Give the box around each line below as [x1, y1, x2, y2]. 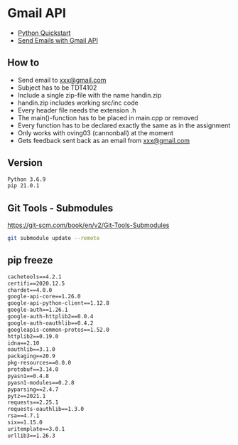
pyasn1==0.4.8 [7, 372, 50, 379]
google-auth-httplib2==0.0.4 [7, 313, 94, 320]
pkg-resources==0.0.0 [7, 360, 72, 367]
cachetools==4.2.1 [7, 273, 62, 281]
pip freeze [7, 254, 53, 266]
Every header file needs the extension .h [17, 105, 136, 115]
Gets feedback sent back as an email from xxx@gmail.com [17, 136, 190, 145]
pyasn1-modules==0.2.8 [7, 379, 75, 386]
